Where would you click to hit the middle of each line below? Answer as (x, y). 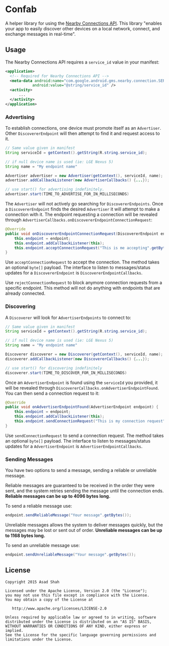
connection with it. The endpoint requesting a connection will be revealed (81, 214)
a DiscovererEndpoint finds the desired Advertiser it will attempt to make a (82, 209)
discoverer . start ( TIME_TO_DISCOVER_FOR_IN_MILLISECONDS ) (66, 373)
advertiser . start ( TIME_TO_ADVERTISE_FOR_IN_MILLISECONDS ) (67, 194)
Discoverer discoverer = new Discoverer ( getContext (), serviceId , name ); (84, 354)
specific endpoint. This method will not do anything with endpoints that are (83, 288)
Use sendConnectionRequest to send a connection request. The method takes (84, 436)
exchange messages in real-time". (40, 34)
